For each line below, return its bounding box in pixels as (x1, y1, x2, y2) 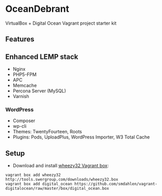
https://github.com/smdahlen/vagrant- (74, 182, 158, 187)
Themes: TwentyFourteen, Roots (12, 129, 82, 135)
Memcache (12, 83, 37, 89)
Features (5, 35, 34, 44)
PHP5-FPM (12, 71, 37, 77)
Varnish (12, 93, 29, 100)
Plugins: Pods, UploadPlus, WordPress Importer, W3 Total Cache (12, 134, 150, 140)
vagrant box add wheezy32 (5, 172, 61, 178)
